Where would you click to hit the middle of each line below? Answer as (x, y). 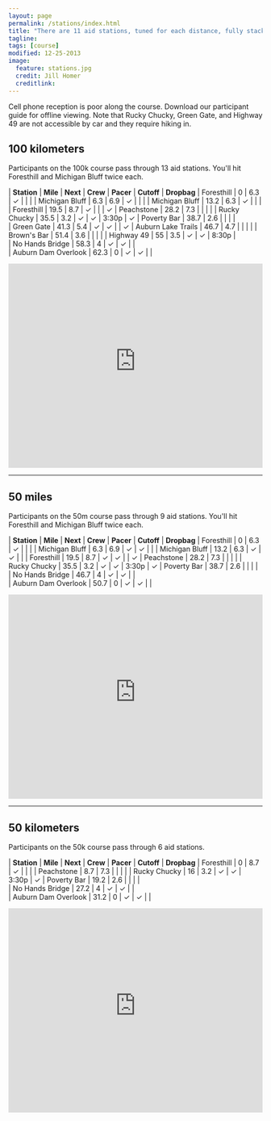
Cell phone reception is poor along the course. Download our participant (129, 107)
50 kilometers (44, 828)
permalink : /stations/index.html (65, 23)
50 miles (31, 497)
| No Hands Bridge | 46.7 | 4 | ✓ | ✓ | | (72, 575)
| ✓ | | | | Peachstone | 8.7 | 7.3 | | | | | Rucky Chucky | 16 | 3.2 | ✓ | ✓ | (125, 871)
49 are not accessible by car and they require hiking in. (100, 123)
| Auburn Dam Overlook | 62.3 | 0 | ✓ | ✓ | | (81, 253)
